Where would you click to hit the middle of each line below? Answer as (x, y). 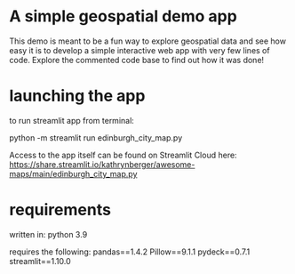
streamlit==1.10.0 (40, 261)
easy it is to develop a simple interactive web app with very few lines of (140, 50)
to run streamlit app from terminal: (72, 120)
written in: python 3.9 (48, 234)
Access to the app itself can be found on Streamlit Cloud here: (123, 155)
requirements (60, 210)
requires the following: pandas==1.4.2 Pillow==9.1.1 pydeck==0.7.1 (130, 252)
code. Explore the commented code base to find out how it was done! (137, 60)
